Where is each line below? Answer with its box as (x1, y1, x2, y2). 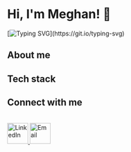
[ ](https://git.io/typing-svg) (7, 29, 125, 37)
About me (7, 49, 51, 61)
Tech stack (7, 73, 56, 85)
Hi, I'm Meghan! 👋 (7, 6, 112, 22)
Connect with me (7, 96, 83, 108)
